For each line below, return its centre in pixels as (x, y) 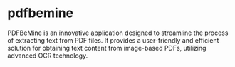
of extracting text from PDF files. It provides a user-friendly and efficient (113, 40)
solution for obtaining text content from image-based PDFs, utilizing (107, 48)
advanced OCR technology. (48, 56)
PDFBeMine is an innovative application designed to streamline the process (118, 33)
